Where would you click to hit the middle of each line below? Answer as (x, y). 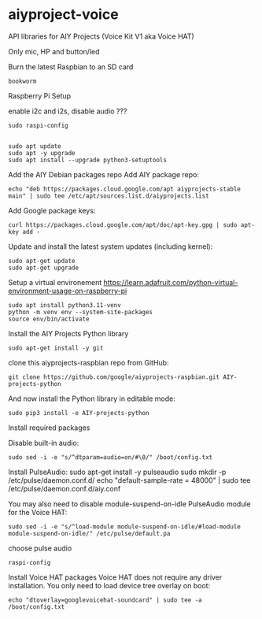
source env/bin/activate (49, 319)
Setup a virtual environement (55, 282)
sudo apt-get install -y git (56, 348)
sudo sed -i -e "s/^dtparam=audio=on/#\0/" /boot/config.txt (111, 457)
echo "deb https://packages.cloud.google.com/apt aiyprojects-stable (125, 189)
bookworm (22, 81)
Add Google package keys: (52, 210)
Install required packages (49, 428)
